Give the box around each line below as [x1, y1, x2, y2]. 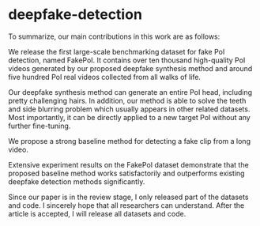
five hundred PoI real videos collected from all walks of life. [8, 72, 202, 81]
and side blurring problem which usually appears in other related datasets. [8, 104, 251, 114]
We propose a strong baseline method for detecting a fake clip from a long [8, 136, 251, 145]
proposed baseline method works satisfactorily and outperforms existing [8, 168, 245, 178]
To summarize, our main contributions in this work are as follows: [8, 32, 220, 41]
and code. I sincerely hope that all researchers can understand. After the [8, 200, 245, 210]
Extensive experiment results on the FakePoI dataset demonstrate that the [8, 160, 249, 169]
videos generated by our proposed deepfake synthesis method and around [8, 63, 253, 73]
